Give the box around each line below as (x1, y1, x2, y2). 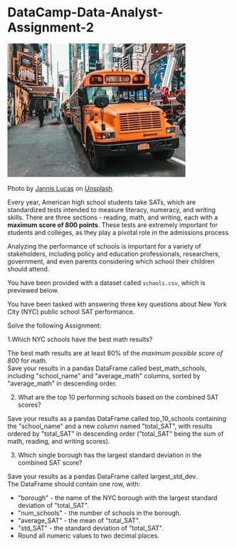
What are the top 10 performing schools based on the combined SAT (17, 392, 219, 401)
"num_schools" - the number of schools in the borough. (17, 509, 181, 517)
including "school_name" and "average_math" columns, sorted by (7, 371, 201, 380)
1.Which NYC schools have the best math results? (7, 335, 153, 343)
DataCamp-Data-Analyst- (7, 4, 164, 21)
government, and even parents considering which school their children (7, 257, 215, 266)
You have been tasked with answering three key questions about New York (7, 300, 227, 308)
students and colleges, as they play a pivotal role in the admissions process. (7, 228, 231, 236)
